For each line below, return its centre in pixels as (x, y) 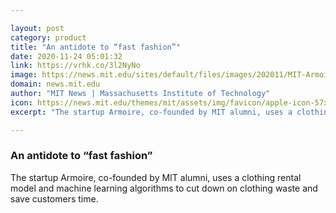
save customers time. (54, 198)
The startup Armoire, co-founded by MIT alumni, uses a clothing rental (156, 177)
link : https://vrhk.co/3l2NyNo (75, 66)
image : (24, 75)
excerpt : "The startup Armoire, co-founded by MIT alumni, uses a (151, 112)
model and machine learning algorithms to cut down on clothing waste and (164, 188)
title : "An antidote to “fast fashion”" (96, 47)
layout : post (37, 28)
